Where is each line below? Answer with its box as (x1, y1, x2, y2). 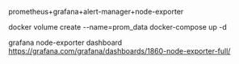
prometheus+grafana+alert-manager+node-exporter (8, 7, 184, 16)
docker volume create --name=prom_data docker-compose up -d (8, 22, 228, 31)
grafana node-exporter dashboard (8, 38, 123, 47)
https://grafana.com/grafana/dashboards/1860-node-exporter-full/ (8, 46, 231, 55)
